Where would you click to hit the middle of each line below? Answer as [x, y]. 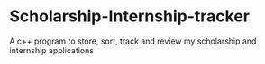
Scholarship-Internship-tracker [130, 16]
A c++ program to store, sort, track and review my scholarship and [133, 41]
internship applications [52, 50]
